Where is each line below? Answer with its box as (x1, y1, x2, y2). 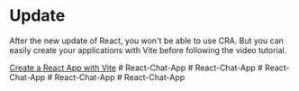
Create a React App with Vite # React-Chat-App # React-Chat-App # (9, 62, 263, 73)
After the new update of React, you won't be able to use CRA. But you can (9, 35, 284, 46)
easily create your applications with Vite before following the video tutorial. (9, 44, 287, 55)
